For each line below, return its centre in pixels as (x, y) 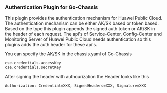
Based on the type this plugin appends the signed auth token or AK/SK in (80, 29)
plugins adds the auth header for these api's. (51, 45)
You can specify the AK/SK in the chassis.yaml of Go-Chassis (69, 54)
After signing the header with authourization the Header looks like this (77, 77)
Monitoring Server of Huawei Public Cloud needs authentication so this (78, 39)
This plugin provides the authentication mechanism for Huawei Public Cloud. (84, 18)
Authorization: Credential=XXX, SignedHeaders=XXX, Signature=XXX (76, 86)
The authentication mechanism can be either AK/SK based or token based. (82, 23)
